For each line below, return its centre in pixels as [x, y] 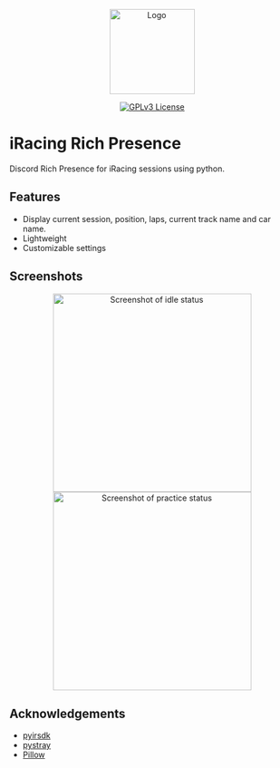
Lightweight [44, 238]
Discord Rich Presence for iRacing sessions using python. [117, 169]
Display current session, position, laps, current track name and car [147, 219]
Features [35, 197]
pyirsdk [37, 735]
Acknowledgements [68, 713]
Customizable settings [64, 248]
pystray [37, 745]
